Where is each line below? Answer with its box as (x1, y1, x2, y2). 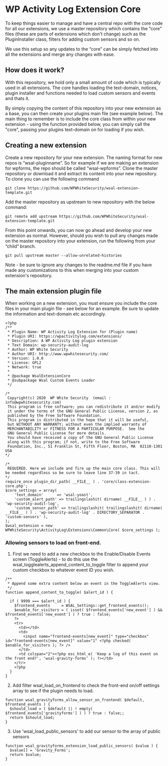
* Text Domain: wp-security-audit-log (7, 343, 89, 348)
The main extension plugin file (5, 287, 102, 295)
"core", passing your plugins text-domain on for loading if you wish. (5, 126, 145, 132)
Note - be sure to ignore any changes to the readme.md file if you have (5, 262, 152, 268)
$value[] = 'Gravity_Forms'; (10, 747, 71, 753)
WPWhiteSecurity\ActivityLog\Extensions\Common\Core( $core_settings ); (5, 527, 160, 533)
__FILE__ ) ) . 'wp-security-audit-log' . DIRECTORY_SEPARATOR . (5, 510, 144, 515)
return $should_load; (10, 715, 55, 720)
